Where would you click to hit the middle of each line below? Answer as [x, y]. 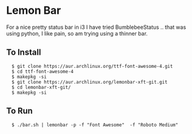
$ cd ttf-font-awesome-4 [43, 72]
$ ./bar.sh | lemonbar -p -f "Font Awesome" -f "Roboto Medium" [95, 125]
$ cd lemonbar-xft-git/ [41, 87]
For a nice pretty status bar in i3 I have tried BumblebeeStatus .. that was [96, 27]
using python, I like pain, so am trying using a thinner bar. [77, 33]
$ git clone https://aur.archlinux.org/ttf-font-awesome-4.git [92, 66]
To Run [19, 111]
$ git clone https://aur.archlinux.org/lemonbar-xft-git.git [90, 82]
